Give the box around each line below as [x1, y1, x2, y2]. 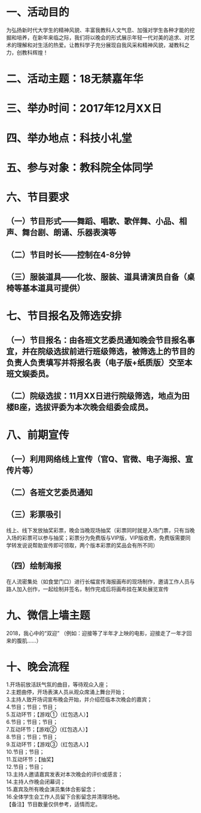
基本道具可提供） [22, 283, 85, 293]
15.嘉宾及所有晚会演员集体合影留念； [6, 785, 97, 793]
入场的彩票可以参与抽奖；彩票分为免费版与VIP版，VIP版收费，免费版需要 [6, 534, 185, 541]
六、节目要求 [6, 190, 70, 204]
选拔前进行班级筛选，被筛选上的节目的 [53, 346, 195, 356]
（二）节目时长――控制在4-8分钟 [6, 250, 130, 260]
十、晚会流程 [6, 660, 70, 674]
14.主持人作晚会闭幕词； [6, 778, 66, 785]
